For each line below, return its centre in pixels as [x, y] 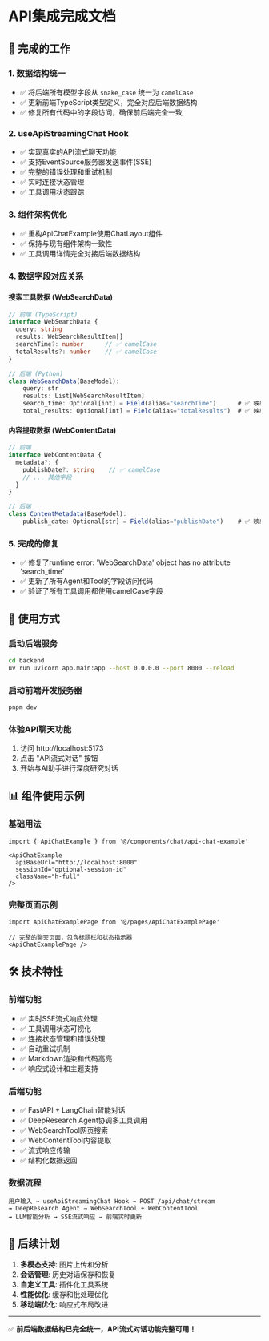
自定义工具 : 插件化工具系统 [64, 1285]
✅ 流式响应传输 [45, 1150]
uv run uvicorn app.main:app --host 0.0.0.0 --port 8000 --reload [121, 668]
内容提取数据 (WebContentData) [62, 430]
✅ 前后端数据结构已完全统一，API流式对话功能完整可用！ [102, 1329]
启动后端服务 [33, 643]
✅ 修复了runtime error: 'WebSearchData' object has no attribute [125, 562]
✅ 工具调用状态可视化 [56, 1028]
